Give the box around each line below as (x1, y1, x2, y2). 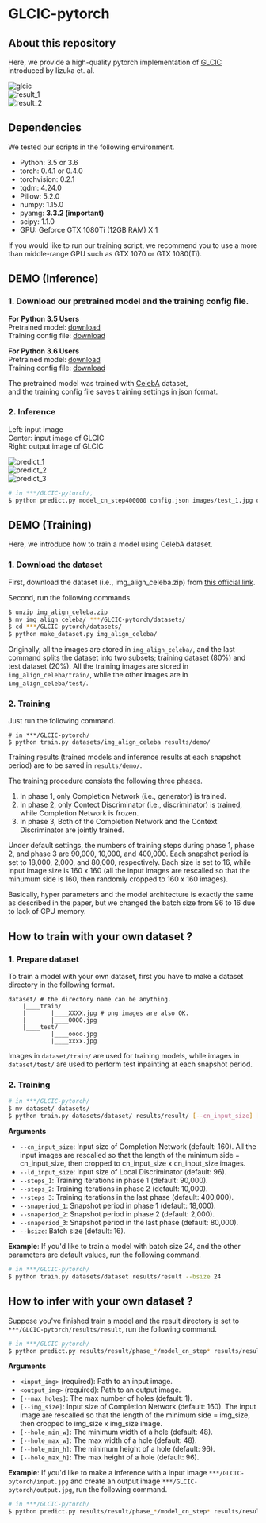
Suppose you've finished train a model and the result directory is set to (8, 1316, 240, 1325)
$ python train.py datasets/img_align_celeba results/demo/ (8, 738, 211, 746)
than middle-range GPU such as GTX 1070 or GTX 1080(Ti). (8, 249, 202, 258)
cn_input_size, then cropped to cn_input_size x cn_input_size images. (19, 1159, 246, 1168)
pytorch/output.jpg (8, 1486, 73, 1494)
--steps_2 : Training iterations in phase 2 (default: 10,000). (19, 1184, 208, 1193)
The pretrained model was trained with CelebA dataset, (8, 378, 188, 387)
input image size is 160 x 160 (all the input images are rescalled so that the (8, 866, 251, 876)
